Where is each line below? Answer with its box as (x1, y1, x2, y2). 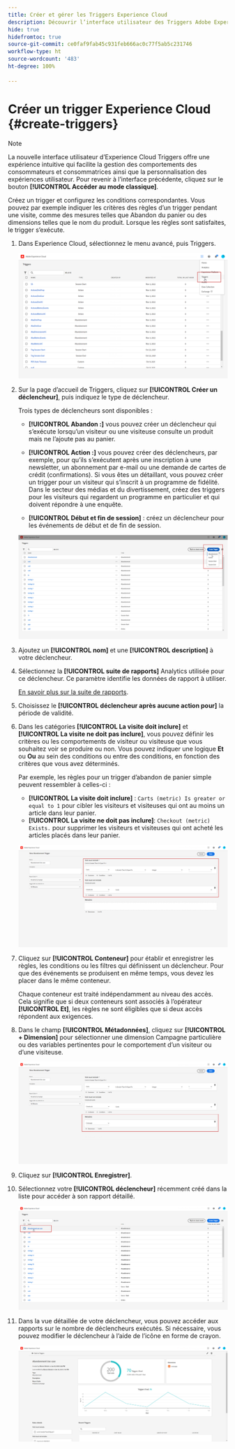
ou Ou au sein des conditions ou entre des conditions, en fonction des (17, 751, 220, 760)
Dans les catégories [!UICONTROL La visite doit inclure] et (17, 722, 188, 730)
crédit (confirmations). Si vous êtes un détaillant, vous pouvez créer (28, 471, 224, 479)
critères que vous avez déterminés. (17, 759, 120, 767)
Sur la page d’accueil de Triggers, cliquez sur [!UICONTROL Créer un (17, 385, 218, 394)
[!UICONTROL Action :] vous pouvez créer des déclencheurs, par (28, 448, 218, 457)
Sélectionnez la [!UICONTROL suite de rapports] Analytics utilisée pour (17, 667, 225, 675)
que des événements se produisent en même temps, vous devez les (17, 969, 214, 977)
